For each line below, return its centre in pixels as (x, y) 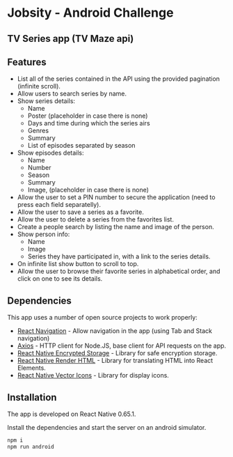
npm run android (31, 447)
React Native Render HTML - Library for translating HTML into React (115, 361)
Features (27, 62)
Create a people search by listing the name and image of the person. (115, 227)
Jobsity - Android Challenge (90, 13)
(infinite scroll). (39, 86)
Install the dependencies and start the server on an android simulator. (107, 428)
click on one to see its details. (60, 279)
